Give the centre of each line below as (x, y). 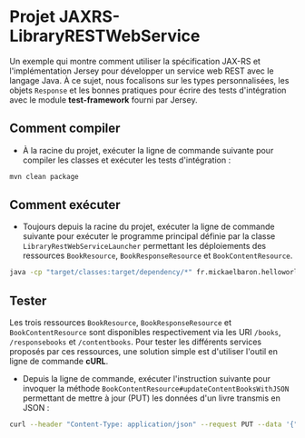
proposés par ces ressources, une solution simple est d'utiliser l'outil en (144, 352)
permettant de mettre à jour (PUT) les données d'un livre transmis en (152, 398)
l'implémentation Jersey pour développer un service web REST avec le (142, 71)
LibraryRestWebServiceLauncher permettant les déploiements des (144, 246)
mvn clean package (44, 176)
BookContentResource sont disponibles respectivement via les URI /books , (145, 333)
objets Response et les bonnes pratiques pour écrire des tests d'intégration (148, 90)
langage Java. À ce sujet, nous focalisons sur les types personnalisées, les (149, 80)
